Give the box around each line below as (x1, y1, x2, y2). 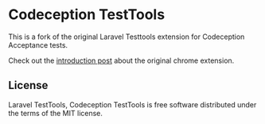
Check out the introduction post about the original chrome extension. (8, 56, 235, 65)
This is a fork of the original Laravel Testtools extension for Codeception (8, 32, 245, 41)
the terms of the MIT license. (8, 108, 103, 118)
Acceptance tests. (8, 40, 68, 49)
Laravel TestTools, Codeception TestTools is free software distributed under (8, 99, 257, 109)
